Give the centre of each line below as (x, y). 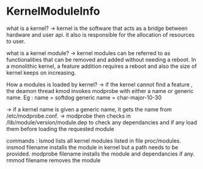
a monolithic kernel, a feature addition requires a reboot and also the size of (102, 66)
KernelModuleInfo (53, 11)
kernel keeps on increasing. (41, 72)
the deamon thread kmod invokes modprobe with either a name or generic (100, 91)
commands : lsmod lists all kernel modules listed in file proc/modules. (94, 141)
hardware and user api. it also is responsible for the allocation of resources (101, 34)
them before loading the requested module (60, 129)
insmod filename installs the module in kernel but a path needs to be (92, 147)
